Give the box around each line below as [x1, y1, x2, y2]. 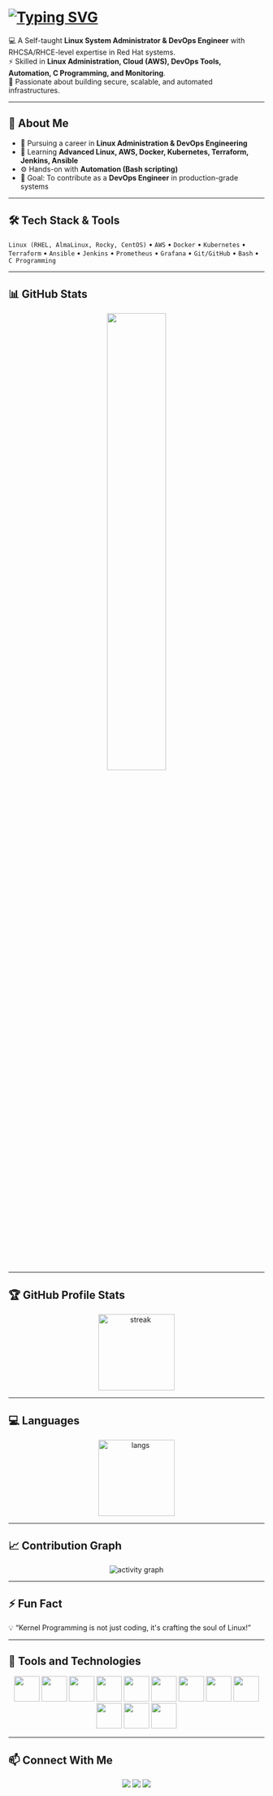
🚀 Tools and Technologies [8, 1654, 141, 1668]
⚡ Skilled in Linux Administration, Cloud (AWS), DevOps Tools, [8, 56, 222, 66]
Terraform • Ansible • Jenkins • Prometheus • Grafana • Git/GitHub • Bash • [8, 248, 259, 258]
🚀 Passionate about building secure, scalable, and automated [8, 76, 213, 86]
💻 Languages [8, 1414, 80, 1428]
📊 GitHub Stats [8, 287, 88, 301]
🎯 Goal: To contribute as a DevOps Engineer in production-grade [19, 172, 239, 182]
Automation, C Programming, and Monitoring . [8, 68, 166, 77]
